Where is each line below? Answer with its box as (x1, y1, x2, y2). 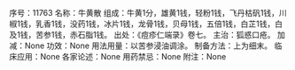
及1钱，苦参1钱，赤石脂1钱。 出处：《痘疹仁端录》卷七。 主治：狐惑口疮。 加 (9, 30, 285, 39)
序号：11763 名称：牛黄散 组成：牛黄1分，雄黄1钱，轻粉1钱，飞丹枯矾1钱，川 (9, 8, 288, 17)
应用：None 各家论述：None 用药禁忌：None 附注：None (16, 52, 227, 61)
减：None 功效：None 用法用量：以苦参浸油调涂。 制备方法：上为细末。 (9, 40, 273, 51)
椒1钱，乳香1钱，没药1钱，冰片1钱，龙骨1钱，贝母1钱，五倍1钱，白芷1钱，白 (9, 18, 283, 29)
